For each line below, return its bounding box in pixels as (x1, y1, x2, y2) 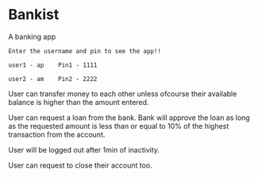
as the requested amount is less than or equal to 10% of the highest (8, 121, 229, 130)
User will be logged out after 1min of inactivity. (8, 145, 160, 154)
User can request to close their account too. (8, 161, 152, 170)
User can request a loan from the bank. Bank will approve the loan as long (8, 113, 250, 122)
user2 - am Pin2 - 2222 (8, 75, 98, 83)
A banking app (8, 32, 56, 41)
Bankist (8, 6, 60, 24)
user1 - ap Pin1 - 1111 (8, 61, 98, 69)
